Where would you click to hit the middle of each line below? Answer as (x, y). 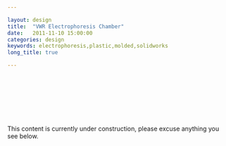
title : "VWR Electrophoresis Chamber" (66, 26)
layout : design (30, 20)
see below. (23, 136)
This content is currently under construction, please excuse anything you (113, 128)
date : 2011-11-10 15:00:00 (50, 33)
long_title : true (33, 53)
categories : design (36, 39)
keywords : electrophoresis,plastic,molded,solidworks (88, 46)
